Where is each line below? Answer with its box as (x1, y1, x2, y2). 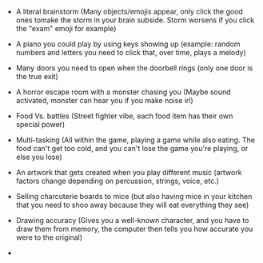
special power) (15, 120, 66, 129)
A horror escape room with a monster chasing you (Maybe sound (15, 87, 231, 97)
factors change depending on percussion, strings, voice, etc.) (15, 176, 220, 185)
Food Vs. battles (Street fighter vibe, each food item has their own (15, 111, 233, 121)
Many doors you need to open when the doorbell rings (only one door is (15, 63, 253, 73)
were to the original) (15, 233, 82, 242)
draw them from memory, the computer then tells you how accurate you (15, 224, 253, 233)
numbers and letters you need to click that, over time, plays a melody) (15, 48, 246, 57)
